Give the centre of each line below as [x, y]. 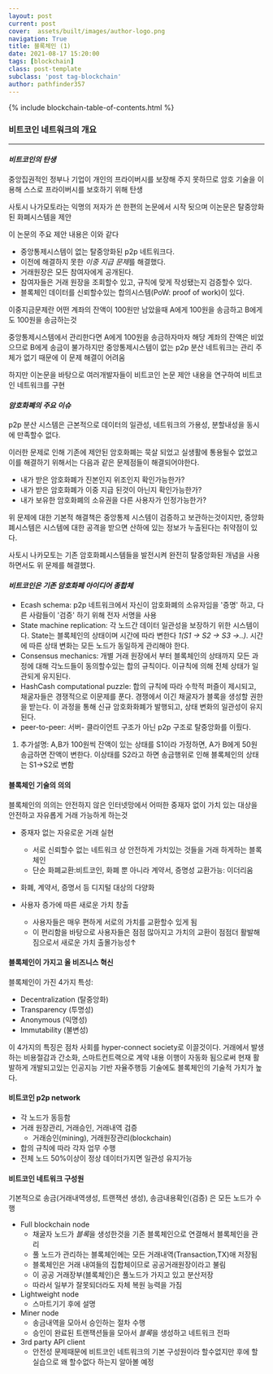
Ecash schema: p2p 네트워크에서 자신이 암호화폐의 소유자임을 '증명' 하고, [138, 605]
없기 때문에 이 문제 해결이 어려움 [74, 358]
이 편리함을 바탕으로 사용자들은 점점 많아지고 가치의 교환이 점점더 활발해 [146, 932]
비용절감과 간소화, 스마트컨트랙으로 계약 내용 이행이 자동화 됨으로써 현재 [137, 1057]
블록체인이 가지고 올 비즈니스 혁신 [61, 963]
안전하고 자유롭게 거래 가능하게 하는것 [68, 814]
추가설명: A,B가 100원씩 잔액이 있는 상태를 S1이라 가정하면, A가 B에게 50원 [139, 744]
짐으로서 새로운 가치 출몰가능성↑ [84, 942]
